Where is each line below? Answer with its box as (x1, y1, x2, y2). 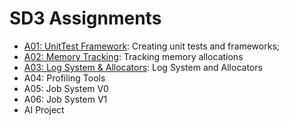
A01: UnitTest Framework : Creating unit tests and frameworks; (23, 40, 280, 52)
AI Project (23, 103, 65, 116)
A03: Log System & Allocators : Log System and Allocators (23, 61, 263, 73)
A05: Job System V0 (23, 82, 109, 94)
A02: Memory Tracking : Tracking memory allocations (23, 50, 244, 62)
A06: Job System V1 (23, 93, 108, 105)
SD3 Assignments (9, 7, 162, 30)
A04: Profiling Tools (23, 72, 106, 84)
